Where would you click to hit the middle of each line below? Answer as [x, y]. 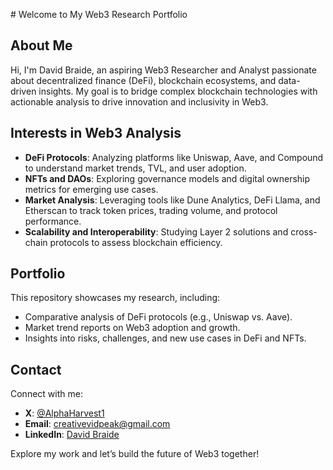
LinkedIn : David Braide [72, 435]
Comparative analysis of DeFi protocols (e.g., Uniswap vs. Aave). [158, 317]
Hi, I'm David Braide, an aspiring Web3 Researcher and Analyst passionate [163, 70]
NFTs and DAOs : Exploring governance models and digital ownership [167, 178]
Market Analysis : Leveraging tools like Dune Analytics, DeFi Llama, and [172, 200]
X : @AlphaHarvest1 [64, 413]
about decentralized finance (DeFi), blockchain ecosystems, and [143, 80]
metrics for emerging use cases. [91, 189]
